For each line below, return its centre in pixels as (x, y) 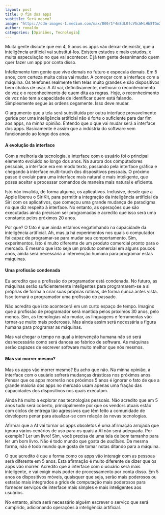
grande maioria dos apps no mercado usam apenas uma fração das (74, 385)
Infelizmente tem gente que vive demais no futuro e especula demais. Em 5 (81, 72)
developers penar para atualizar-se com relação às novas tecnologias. (76, 416)
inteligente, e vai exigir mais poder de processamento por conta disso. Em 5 (82, 472)
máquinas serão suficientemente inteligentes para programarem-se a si (77, 286)
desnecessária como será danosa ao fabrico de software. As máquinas (77, 342)
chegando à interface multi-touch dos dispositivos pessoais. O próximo (77, 172)
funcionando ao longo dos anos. (38, 134)
